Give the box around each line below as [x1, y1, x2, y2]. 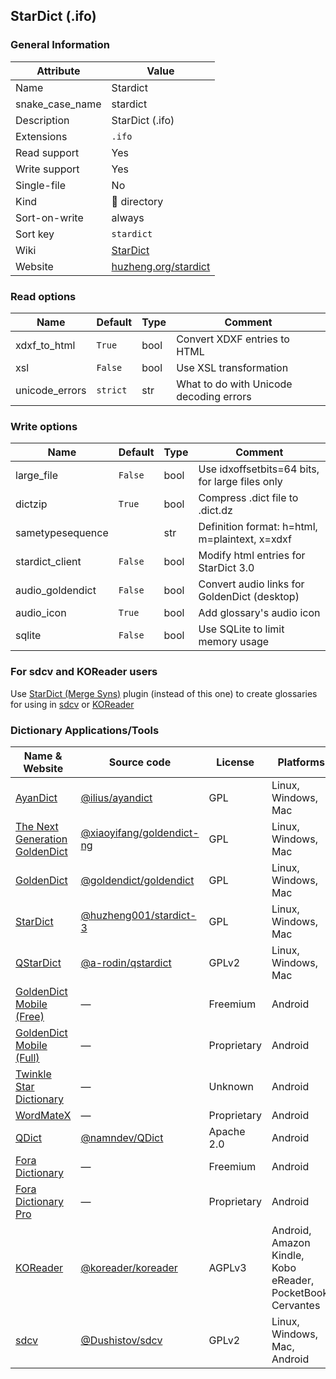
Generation [15, 832, 68, 846]
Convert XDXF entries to [176, 332, 290, 346]
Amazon [271, 1235, 311, 1249]
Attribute [36, 64, 81, 78]
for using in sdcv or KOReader [10, 698, 135, 710]
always [111, 210, 145, 224]
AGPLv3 [208, 1260, 247, 1274]
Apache [208, 1124, 246, 1138]
